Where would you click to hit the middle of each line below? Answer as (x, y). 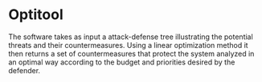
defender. (25, 70)
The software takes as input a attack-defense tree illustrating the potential (131, 37)
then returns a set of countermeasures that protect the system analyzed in (131, 53)
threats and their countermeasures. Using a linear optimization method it (128, 45)
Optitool (36, 15)
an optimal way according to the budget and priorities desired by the (122, 62)
